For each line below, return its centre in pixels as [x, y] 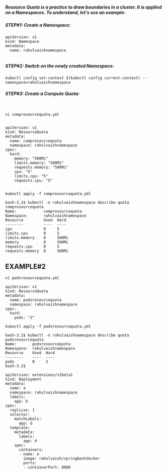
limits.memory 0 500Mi [37, 238]
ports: [30, 463]
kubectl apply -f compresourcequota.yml [48, 194]
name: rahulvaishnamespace [38, 50]
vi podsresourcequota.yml [32, 278]
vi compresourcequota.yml [32, 115]
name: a [18, 388]
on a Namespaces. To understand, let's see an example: [65, 12]
